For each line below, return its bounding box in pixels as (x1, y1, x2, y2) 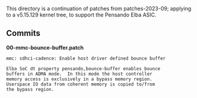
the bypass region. (6, 86, 55, 92)
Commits (6, 28, 40, 38)
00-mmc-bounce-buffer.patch (6, 44, 84, 51)
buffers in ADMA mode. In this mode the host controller (6, 71, 152, 77)
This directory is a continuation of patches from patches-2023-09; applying (6, 5, 192, 12)
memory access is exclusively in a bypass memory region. (6, 76, 152, 82)
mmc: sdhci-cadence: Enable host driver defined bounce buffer (6, 55, 166, 61)
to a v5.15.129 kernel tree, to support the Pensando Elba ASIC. (6, 11, 157, 18)
